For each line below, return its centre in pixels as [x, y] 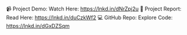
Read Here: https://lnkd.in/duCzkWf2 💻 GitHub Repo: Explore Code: [89, 17]
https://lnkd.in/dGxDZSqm [38, 26]
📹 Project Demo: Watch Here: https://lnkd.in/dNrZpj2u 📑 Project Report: [94, 9]
